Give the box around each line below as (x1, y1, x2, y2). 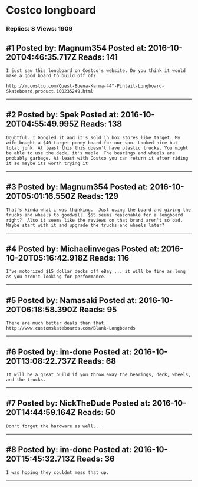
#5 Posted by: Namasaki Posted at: (6, 295, 137, 305)
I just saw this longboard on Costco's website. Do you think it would (6, 67, 186, 74)
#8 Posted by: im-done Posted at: (6, 445, 132, 455)
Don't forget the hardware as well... (6, 423, 101, 429)
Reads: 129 (77, 191, 119, 201)
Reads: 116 (89, 253, 130, 263)
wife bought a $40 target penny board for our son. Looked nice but (6, 140, 178, 146)
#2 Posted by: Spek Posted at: (6, 110, 119, 120)
